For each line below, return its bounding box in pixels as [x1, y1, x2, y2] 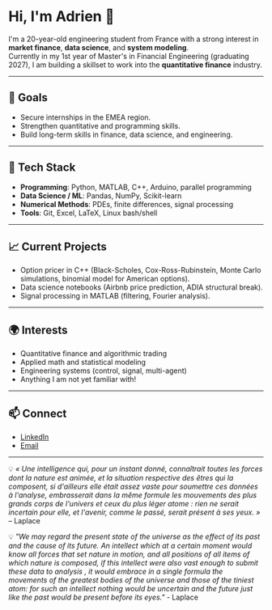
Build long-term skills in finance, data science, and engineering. [19, 129, 233, 139]
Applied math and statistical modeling [19, 358, 147, 367]
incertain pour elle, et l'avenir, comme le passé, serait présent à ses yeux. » [8, 507, 261, 517]
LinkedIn [19, 432, 49, 442]
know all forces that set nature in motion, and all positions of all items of [8, 549, 250, 559]
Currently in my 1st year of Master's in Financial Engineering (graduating [8, 51, 249, 61]
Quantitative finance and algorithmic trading [19, 349, 168, 358]
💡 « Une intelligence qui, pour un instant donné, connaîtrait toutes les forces [8, 464, 263, 473]
